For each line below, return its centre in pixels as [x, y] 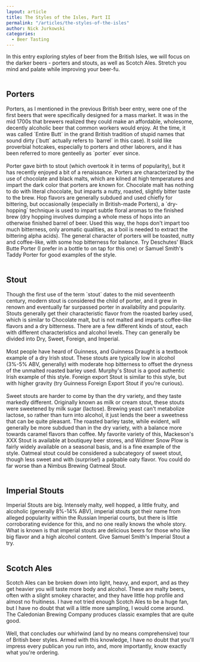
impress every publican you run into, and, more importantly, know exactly [96, 646]
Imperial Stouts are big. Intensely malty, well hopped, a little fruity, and [93, 505]
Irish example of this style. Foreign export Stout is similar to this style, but [96, 376]
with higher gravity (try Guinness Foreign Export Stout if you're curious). [95, 383]
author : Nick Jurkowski [36, 28]
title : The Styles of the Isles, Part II [59, 17]
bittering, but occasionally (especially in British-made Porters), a [85, 204]
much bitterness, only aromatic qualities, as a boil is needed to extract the [97, 229]
